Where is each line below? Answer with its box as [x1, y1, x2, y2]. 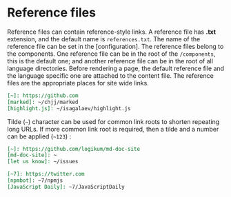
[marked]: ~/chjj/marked [7, 98, 79, 105]
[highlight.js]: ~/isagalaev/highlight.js [7, 105, 131, 112]
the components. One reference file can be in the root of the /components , [7, 50, 216, 58]
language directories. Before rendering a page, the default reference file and [7, 64, 225, 72]
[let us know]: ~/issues [7, 158, 79, 165]
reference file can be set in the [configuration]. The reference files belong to [7, 42, 224, 50]
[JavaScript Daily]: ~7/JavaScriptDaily [7, 183, 125, 190]
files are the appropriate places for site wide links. [7, 79, 150, 87]
